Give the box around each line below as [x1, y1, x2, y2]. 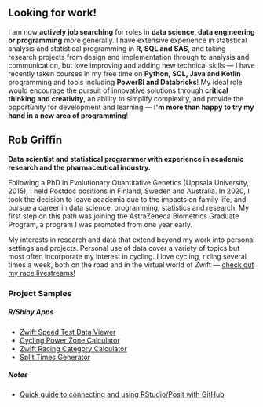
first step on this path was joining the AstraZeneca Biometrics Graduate [8, 211, 239, 221]
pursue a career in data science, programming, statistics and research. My [8, 203, 250, 212]
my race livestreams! [8, 268, 76, 277]
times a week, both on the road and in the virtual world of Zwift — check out [8, 259, 254, 269]
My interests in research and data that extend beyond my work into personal [8, 235, 255, 244]
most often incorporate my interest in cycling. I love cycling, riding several [8, 251, 247, 261]
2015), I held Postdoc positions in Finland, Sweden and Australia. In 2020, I [8, 186, 250, 196]
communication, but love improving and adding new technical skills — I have [8, 60, 255, 70]
